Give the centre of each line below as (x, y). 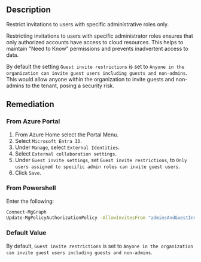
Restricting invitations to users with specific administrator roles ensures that (100, 36)
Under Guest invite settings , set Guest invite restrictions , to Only (101, 160)
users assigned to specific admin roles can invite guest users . (98, 166)
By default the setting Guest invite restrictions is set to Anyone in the (95, 66)
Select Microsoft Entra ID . (48, 141)
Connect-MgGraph (26, 212)
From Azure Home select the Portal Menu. (66, 135)
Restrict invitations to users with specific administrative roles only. (88, 24)
